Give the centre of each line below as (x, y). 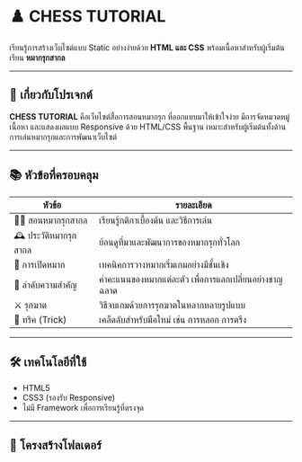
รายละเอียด (194, 205)
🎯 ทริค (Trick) (40, 319)
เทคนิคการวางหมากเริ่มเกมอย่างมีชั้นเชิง (164, 264)
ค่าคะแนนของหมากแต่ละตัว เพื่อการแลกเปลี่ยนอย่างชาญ (191, 279)
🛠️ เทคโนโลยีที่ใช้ (48, 362)
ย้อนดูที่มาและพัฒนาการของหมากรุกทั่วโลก (169, 243)
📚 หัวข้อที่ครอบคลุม (54, 175)
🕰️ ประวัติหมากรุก (45, 235)
